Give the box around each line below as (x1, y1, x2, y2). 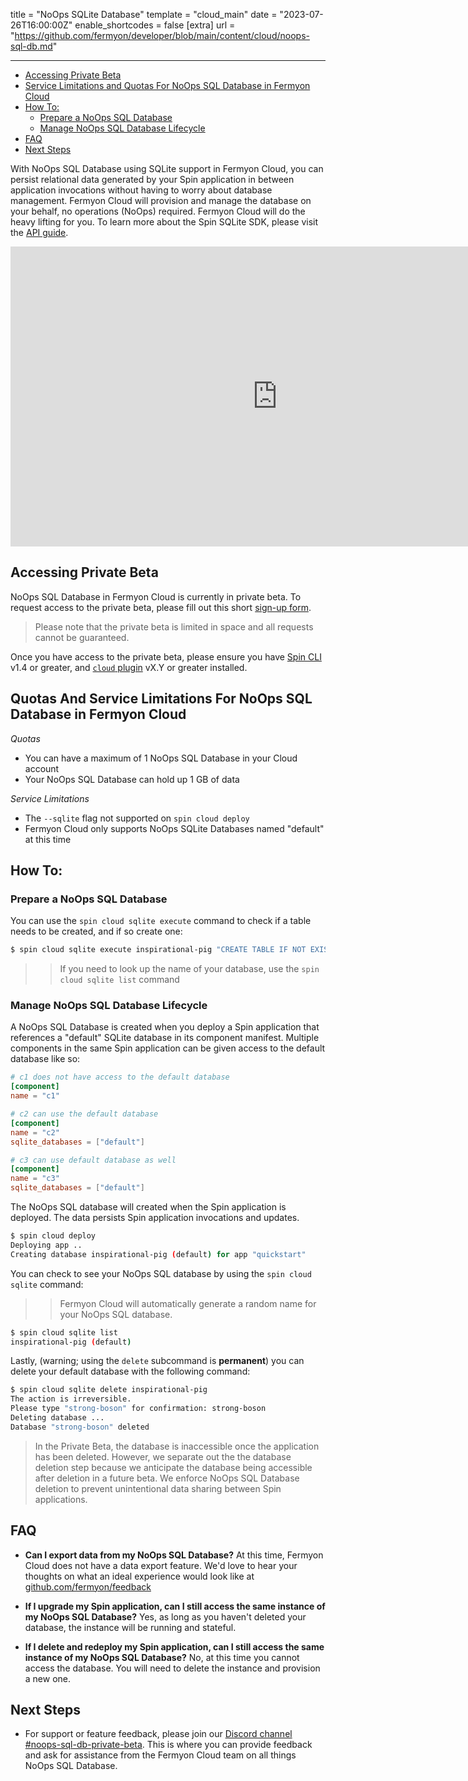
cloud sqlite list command (59, 974, 180, 986)
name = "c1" (10, 1091, 60, 1101)
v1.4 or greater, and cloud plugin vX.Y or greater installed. (10, 661, 248, 673)
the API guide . (10, 227, 69, 238)
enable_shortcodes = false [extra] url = (74, 19, 236, 31)
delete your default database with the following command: (10, 1365, 251, 1378)
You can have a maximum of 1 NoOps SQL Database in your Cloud (24, 752, 298, 764)
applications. (34, 1493, 88, 1505)
